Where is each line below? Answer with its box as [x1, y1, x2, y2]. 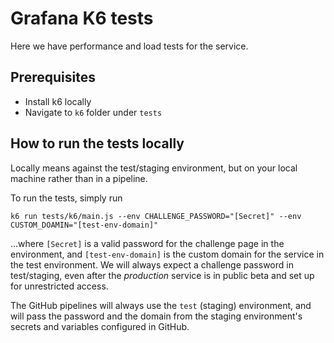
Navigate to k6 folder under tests [24, 106, 163, 118]
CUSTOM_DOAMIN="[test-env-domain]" [10, 220, 159, 230]
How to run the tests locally [10, 135, 185, 152]
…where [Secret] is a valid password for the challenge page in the [10, 237, 285, 249]
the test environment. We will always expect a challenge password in [10, 258, 294, 271]
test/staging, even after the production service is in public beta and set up [10, 269, 315, 281]
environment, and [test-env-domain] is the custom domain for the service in [10, 248, 325, 260]
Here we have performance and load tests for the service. [10, 40, 249, 52]
